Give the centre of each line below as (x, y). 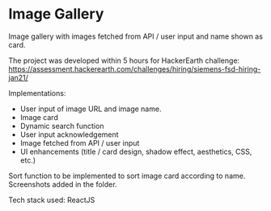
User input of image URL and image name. (91, 109)
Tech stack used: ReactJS (52, 200)
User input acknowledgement (69, 134)
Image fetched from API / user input (80, 143)
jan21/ (18, 77)
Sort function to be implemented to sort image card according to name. (127, 176)
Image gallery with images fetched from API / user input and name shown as (135, 36)
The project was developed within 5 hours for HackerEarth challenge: (124, 60)
